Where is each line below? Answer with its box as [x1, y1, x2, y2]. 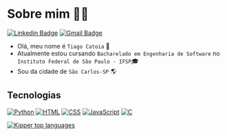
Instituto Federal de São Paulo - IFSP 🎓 [17, 57, 139, 65]
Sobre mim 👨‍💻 [7, 6, 89, 22]
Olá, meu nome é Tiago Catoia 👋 [17, 42, 110, 50]
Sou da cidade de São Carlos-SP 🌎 [17, 67, 117, 75]
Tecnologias [7, 90, 61, 101]
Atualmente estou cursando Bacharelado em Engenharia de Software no [17, 49, 220, 57]
